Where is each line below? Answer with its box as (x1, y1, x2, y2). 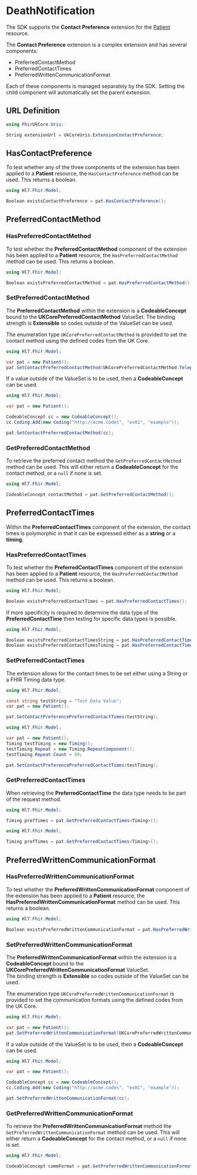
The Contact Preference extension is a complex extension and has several (6, 41, 187, 48)
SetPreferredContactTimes (6, 656, 85, 664)
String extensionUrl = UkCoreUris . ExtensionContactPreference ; (6, 132, 164, 138)
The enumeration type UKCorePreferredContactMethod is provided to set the (6, 330, 187, 338)
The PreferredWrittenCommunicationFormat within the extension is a (6, 954, 177, 961)
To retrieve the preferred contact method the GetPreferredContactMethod (6, 457, 182, 464)
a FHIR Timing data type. (6, 676, 66, 683)
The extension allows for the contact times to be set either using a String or (6, 670, 188, 677)
